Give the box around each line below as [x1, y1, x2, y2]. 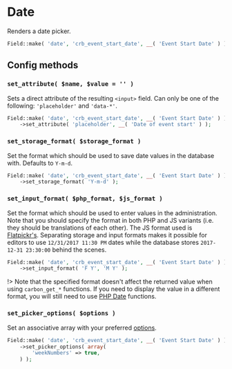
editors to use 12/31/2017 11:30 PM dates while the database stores [7, 238, 199, 246]
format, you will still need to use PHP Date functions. [7, 292, 157, 301]
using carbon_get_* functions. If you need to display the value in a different [7, 285, 220, 293]
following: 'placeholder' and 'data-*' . [7, 101, 117, 110]
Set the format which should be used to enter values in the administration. [7, 208, 217, 217]
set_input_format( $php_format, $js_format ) [7, 195, 164, 203]
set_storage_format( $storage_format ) [7, 137, 142, 146]
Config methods [7, 59, 79, 71]
